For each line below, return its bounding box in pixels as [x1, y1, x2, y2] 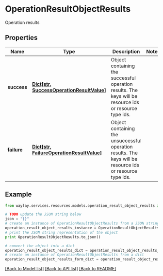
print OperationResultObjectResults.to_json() [5, 235, 101, 239]
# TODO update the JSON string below [5, 212, 81, 217]
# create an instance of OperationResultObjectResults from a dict [5, 252, 145, 258]
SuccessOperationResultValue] [32, 87, 106, 93]
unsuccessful [111, 137, 142, 144]
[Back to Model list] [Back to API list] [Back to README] [5, 266, 116, 272]
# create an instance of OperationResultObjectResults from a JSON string [5, 221, 160, 226]
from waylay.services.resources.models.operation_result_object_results [5, 203, 155, 208]
